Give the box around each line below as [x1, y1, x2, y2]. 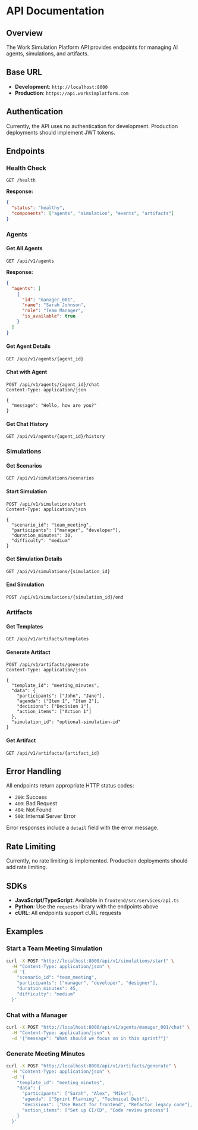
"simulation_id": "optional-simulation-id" [11, 719, 121, 725]
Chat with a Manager [6, 1011, 68, 1019]
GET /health [6, 178, 36, 183]
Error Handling [6, 766, 61, 776]
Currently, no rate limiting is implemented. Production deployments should [6, 857, 188, 864]
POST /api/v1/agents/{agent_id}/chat [6, 382, 100, 388]
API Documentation [6, 4, 105, 18]
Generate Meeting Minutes [6, 1050, 85, 1058]
